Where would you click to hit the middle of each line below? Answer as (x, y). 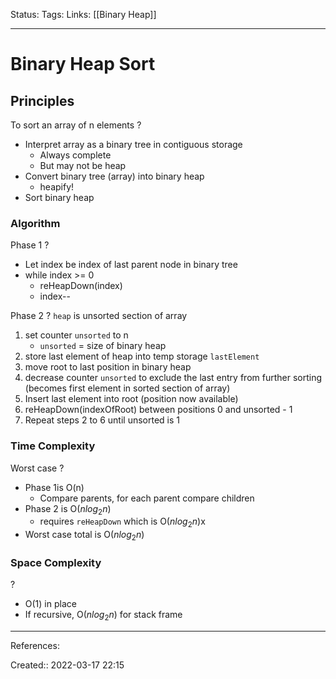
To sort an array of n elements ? (76, 125)
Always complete (75, 155)
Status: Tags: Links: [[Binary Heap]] (83, 14)
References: (35, 646)
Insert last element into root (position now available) (131, 399)
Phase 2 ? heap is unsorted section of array (99, 316)
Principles (42, 100)
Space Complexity (56, 562)
